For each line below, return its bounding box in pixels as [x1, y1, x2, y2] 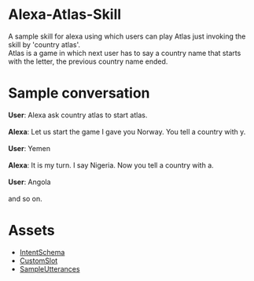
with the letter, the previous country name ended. [8, 57, 168, 66]
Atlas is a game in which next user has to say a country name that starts [8, 48, 241, 57]
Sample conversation [8, 84, 151, 102]
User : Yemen [8, 143, 51, 153]
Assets [8, 222, 55, 239]
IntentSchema [19, 247, 65, 257]
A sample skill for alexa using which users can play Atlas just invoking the [8, 31, 246, 41]
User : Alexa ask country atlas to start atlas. [8, 110, 148, 120]
